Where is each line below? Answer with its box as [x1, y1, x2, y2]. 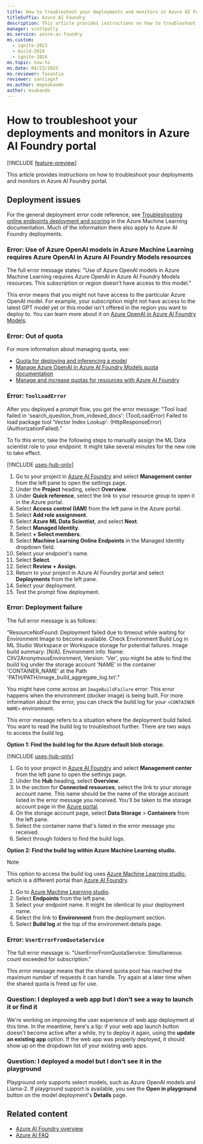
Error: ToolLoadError [7, 392, 67, 400]
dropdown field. [15, 543, 55, 551]
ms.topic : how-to [7, 59, 51, 65]
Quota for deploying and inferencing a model [15, 357, 127, 364]
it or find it [7, 1003, 38, 1011]
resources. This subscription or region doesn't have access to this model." [7, 279, 192, 286]
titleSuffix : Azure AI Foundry [7, 15, 86, 21]
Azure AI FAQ [15, 1131, 49, 1139]
